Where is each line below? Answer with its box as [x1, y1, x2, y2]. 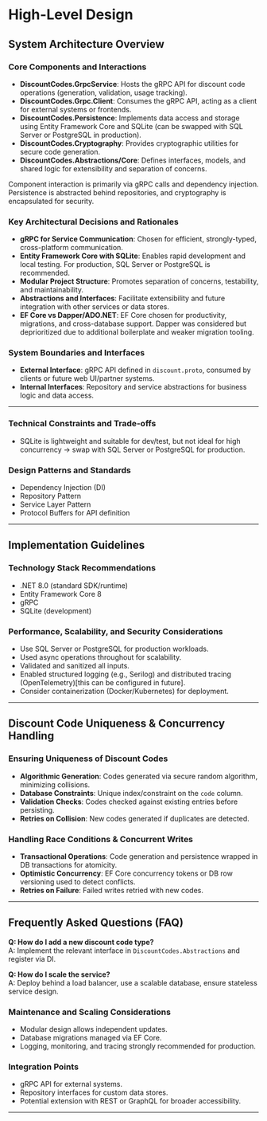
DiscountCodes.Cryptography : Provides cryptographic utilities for [19, 138, 239, 148]
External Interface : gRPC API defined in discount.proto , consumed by [19, 365, 252, 375]
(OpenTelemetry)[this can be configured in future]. [19, 678, 186, 688]
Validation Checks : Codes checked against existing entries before [19, 797, 238, 806]
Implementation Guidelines [8, 539, 145, 552]
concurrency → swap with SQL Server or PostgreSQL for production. [19, 445, 246, 454]
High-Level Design [8, 6, 133, 24]
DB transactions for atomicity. [19, 860, 118, 870]
